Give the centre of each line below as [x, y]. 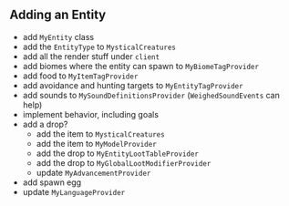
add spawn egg [52, 182]
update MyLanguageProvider [74, 191]
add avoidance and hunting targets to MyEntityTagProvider [133, 85]
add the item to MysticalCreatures [101, 134]
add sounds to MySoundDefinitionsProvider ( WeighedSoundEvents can [151, 95]
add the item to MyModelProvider [96, 143]
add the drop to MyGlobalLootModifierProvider [124, 162]
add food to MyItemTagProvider [80, 76]
